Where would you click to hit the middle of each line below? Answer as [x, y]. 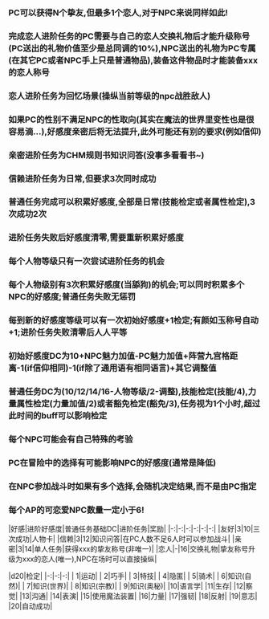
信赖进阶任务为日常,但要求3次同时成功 [82, 178]
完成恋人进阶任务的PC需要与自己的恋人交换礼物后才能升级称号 [129, 36]
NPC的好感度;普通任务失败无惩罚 [72, 297]
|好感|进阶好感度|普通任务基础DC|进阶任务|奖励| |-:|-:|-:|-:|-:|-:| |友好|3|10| [131, 529]
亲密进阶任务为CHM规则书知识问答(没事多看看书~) [106, 155]
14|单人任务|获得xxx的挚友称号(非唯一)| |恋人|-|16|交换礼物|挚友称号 [136, 549]
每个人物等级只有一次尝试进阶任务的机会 [86, 261]
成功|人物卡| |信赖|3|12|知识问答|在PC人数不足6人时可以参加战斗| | [125, 539]
